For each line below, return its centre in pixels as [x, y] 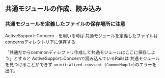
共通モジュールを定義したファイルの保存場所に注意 [65, 24]
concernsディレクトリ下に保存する [40, 42]
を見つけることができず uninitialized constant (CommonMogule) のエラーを [81, 64]
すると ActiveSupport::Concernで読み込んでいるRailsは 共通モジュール [89, 58]
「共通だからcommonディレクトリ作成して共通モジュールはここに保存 [76, 52]
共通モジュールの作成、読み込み [53, 9]
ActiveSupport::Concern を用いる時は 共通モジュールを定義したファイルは [82, 35]
